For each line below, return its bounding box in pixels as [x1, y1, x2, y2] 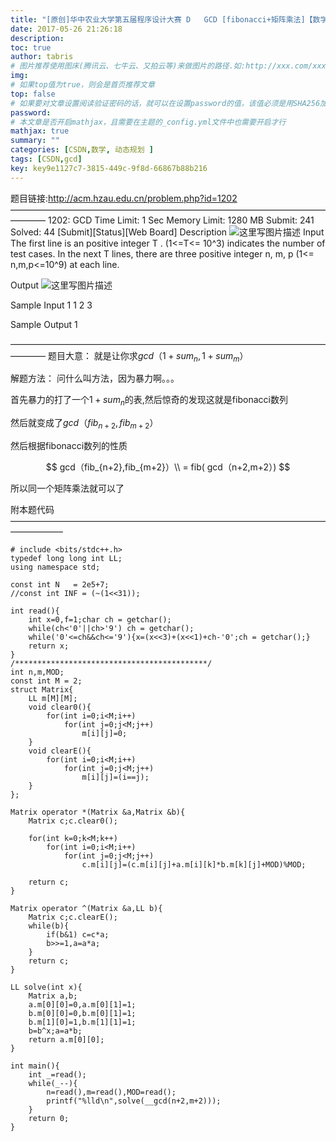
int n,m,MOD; [10, 667, 65, 678]
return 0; [28, 1114, 70, 1124]
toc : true [10, 42, 52, 53]
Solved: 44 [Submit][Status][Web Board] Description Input [10, 226, 325, 238]
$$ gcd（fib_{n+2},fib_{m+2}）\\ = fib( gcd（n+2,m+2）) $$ [45, 461, 291, 473]
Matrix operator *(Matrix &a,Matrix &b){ [10, 807, 186, 818]
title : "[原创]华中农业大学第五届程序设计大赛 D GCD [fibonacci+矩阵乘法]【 [10, 14, 313, 25]
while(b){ [28, 921, 70, 931]
